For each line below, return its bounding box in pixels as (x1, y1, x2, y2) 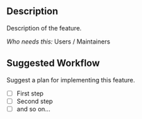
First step (16, 89, 44, 98)
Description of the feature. (6, 24, 82, 32)
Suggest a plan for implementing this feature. (6, 75, 136, 84)
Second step (16, 97, 53, 105)
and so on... (16, 104, 51, 113)
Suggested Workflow (6, 57, 100, 69)
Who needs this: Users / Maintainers (6, 37, 111, 46)
